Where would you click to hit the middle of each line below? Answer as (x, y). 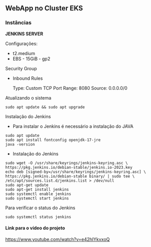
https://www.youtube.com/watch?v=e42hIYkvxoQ (58, 239)
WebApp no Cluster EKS (44, 8)
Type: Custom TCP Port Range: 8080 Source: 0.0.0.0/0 (70, 88)
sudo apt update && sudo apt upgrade (45, 107)
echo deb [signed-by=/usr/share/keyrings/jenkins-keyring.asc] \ (75, 172)
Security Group (21, 68)
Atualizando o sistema (28, 97)
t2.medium (24, 53)
